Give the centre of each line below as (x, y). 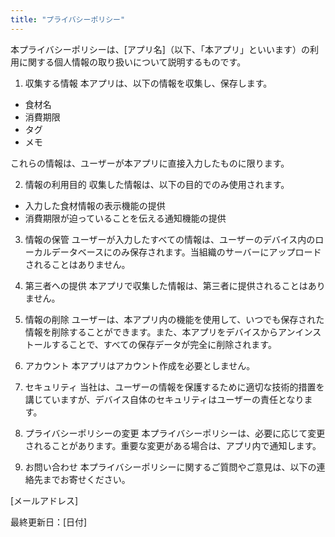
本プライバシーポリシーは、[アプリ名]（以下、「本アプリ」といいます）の (160, 49)
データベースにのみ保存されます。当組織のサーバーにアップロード (186, 252)
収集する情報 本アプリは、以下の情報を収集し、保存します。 (148, 83)
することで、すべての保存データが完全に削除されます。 (164, 344)
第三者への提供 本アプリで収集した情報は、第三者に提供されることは (166, 285)
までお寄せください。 (86, 479)
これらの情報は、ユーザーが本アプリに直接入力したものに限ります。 (150, 163)
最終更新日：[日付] (49, 522)
